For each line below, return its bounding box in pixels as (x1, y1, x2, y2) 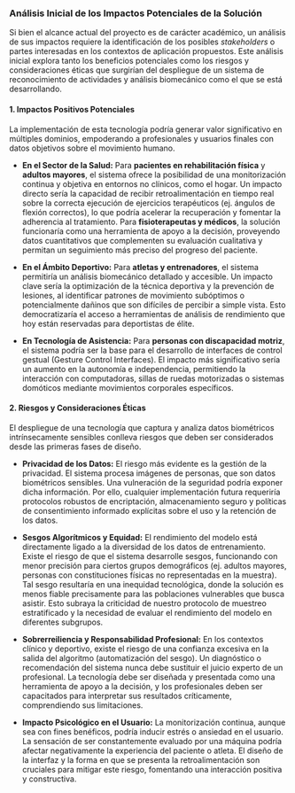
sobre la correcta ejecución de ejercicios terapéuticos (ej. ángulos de (21, 198, 276, 208)
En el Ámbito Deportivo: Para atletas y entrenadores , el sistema (21, 261, 260, 272)
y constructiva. (21, 774, 77, 784)
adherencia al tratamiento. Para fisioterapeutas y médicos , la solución (21, 216, 281, 227)
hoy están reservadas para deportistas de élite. (21, 318, 195, 329)
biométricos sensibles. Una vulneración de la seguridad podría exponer (21, 477, 283, 487)
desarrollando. (9, 83, 62, 95)
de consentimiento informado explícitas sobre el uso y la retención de (21, 505, 276, 516)
